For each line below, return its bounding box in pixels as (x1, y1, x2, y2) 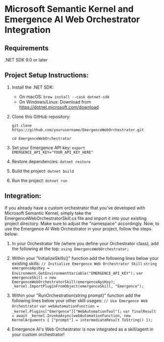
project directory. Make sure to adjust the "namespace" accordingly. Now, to (4, 220, 160, 227)
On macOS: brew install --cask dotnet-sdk (19, 93, 110, 99)
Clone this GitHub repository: (11, 114, 71, 119)
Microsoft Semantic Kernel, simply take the (4, 210, 92, 216)
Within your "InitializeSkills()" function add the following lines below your (11, 255, 159, 261)
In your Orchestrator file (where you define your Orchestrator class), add (11, 240, 159, 246)
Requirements (4, 44, 49, 52)
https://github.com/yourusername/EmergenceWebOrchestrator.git (11, 127, 144, 132)
